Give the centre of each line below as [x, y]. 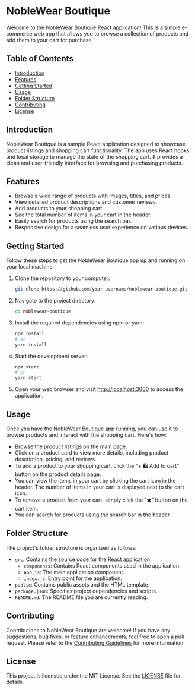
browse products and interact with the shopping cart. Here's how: [87, 435]
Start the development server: [51, 356]
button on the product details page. [58, 474]
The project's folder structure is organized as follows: [71, 547]
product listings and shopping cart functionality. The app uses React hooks [98, 150]
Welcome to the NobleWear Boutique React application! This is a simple [93, 27]
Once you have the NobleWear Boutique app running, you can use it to [92, 429]
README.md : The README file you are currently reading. [81, 597]
